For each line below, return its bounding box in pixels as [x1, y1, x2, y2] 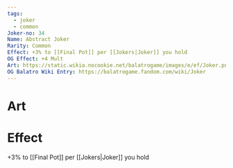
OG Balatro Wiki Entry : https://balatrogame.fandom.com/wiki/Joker [7, 68, 207, 75]
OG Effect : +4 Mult [7, 56, 64, 62]
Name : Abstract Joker [7, 36, 70, 43]
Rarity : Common [7, 42, 51, 49]
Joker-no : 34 [7, 29, 45, 37]
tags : [7, 10, 23, 17]
